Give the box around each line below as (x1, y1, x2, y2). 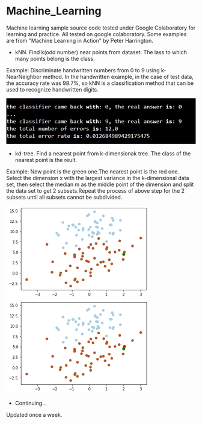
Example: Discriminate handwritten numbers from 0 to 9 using (6, 66, 160, 73)
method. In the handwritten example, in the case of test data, (43, 73, 194, 80)
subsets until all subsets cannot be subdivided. (6, 194, 123, 201)
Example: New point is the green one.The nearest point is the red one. (6, 168, 179, 175)
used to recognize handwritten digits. (6, 86, 99, 93)
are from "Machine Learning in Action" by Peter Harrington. (6, 37, 153, 44)
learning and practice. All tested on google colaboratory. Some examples (6, 30, 187, 37)
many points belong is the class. (14, 55, 95, 62)
